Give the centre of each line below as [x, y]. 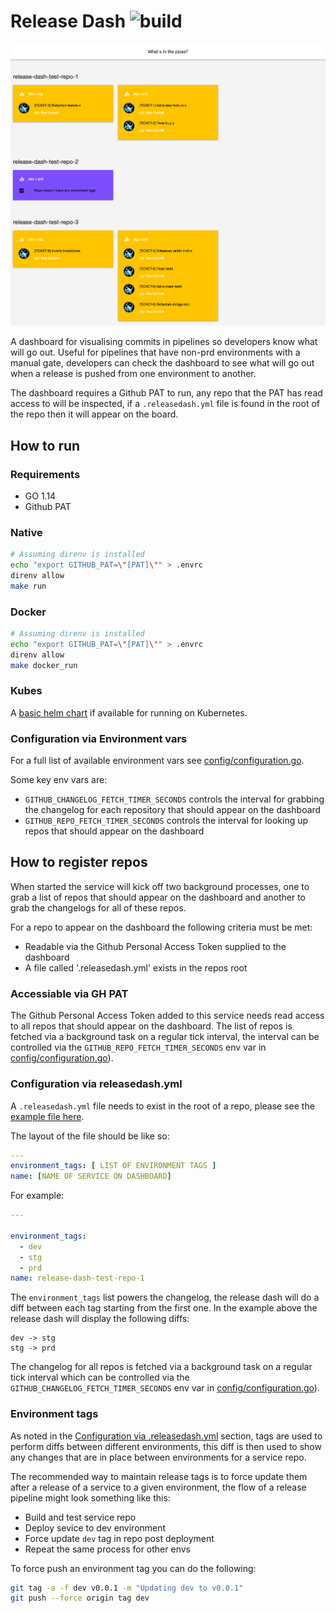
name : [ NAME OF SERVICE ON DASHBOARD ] [91, 1176]
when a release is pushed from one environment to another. [133, 374]
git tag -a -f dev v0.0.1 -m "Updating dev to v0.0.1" [127, 1588]
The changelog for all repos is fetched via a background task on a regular [161, 1367]
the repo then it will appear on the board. [94, 414]
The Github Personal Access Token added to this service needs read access [167, 1016]
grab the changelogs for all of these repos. [98, 907]
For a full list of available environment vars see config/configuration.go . [157, 761]
